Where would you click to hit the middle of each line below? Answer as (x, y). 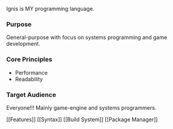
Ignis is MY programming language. (50, 9)
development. (23, 44)
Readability (29, 79)
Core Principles (29, 60)
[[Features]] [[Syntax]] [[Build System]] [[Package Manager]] (82, 119)
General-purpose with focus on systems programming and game (87, 37)
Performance (31, 72)
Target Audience (31, 95)
